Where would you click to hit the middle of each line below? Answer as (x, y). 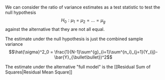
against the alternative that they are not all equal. (55, 29)
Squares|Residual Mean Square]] (39, 72)
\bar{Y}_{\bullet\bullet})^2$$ (83, 57)
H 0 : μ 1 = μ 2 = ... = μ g (83, 21)
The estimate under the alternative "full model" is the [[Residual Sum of (78, 67)
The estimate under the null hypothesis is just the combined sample (74, 39)
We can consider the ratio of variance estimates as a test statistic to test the (82, 7)
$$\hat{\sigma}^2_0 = (31, 52)
